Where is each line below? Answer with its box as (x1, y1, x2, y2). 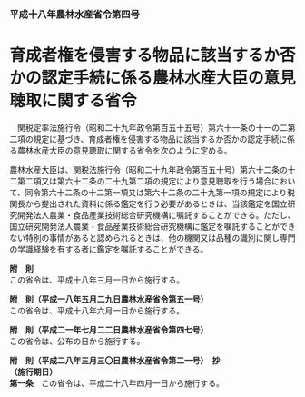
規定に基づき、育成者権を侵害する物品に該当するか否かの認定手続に (33, 134, 288, 144)
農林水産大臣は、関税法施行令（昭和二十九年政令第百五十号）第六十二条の (9, 164, 288, 174)
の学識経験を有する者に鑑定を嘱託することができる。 (9, 243, 209, 254)
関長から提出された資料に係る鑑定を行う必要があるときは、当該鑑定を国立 (9, 198, 288, 209)
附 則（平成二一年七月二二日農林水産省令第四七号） (9, 324, 209, 335)
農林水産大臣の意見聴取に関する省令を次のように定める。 (16, 144, 232, 155)
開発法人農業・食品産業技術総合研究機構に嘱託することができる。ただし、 (16, 209, 296, 220)
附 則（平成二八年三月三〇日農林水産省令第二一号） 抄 (9, 354, 221, 365)
